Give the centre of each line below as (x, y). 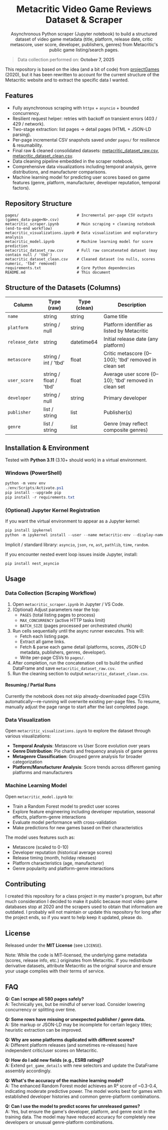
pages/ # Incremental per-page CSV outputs (79, 215)
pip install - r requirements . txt (40, 497)
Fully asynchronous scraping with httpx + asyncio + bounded (75, 108)
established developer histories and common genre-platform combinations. (83, 1096)
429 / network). (28, 123)
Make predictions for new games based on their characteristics (77, 827)
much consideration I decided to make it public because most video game (81, 902)
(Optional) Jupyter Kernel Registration (52, 510)
